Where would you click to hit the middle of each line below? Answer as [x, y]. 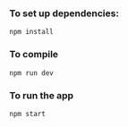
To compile [34, 55]
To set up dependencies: [64, 13]
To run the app [42, 95]
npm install [31, 32]
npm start [28, 114]
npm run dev [31, 73]
